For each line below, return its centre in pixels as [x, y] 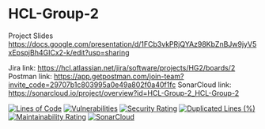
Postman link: [30, 76]
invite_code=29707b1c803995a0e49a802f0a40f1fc [92, 85]
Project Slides [31, 36]
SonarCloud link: [204, 85]
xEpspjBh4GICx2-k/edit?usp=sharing [69, 52]
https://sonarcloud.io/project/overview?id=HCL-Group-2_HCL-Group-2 [124, 93]
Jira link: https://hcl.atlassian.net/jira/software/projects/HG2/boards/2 [122, 67]
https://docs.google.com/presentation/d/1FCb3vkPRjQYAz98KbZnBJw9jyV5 [132, 44]
